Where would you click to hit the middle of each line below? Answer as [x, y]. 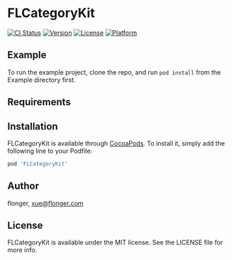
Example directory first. [42, 80]
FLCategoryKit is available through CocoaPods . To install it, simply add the [116, 143]
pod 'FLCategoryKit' [38, 164]
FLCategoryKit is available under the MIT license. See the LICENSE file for [115, 242]
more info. [22, 250]
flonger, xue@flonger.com [45, 203]
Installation [33, 126]
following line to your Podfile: [50, 151]
